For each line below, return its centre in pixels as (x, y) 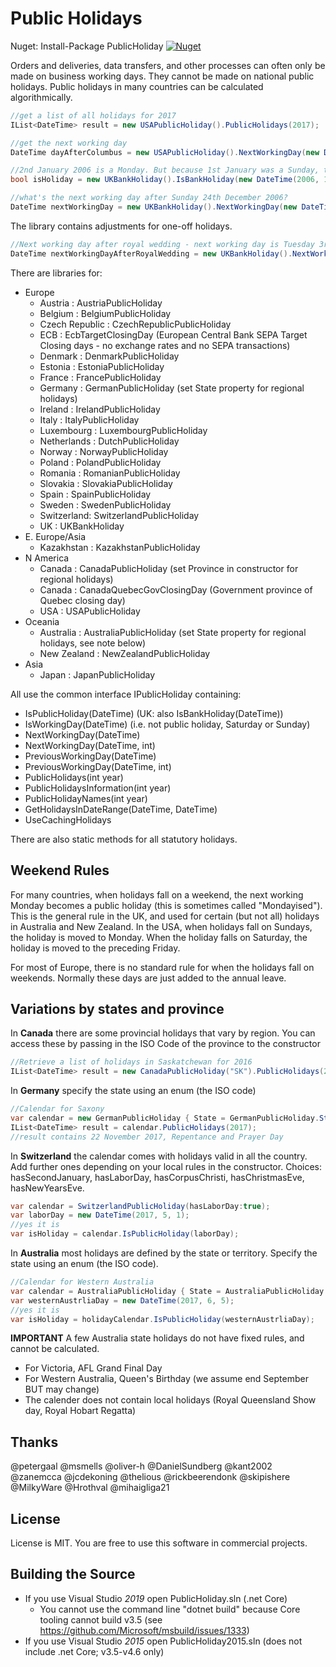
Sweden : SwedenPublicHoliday (105, 504)
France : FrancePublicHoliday (100, 377)
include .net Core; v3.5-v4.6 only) (94, 1651)
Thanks (34, 1442)
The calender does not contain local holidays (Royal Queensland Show (170, 1400)
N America (47, 558)
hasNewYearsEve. (47, 1188)
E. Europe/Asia (55, 536)
